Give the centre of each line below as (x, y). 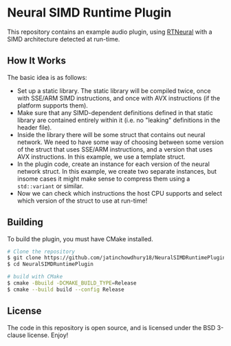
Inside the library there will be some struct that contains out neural (111, 134)
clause (16, 335)
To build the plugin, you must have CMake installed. (80, 238)
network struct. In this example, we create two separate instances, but (117, 171)
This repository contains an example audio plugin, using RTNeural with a (110, 32)
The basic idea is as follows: (47, 77)
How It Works (37, 61)
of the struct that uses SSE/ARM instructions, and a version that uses (115, 149)
